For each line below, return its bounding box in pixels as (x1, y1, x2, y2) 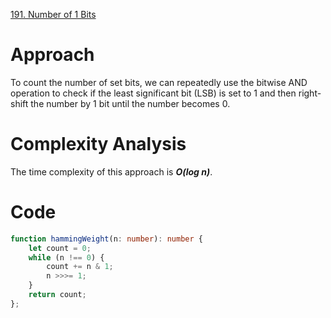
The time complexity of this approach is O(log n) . (10, 165, 213, 178)
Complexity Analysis (10, 133, 187, 156)
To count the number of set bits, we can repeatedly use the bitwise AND (10, 76, 308, 88)
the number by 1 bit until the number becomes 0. (30, 97, 231, 109)
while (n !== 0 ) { (28, 252, 105, 263)
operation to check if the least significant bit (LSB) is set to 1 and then (10, 87, 297, 99)
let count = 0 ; (28, 243, 92, 253)
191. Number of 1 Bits (10, 9, 97, 20)
